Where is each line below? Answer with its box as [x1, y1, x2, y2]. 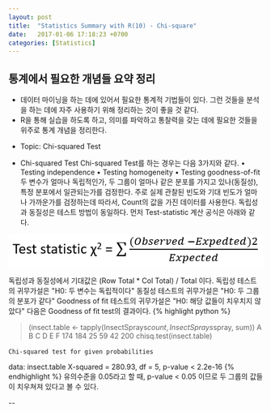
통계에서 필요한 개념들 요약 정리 [8, 71, 156, 85]
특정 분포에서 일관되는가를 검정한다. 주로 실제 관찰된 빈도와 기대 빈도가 [19, 187, 243, 197]
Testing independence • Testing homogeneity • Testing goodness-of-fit [19, 167, 260, 178]
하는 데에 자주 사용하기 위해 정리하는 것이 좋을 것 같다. [28, 105, 200, 115]
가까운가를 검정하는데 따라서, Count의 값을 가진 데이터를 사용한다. [28, 197, 237, 207]
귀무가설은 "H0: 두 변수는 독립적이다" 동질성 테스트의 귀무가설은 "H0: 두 [16, 286, 245, 296]
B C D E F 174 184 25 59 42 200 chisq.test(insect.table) [28, 331, 213, 341]
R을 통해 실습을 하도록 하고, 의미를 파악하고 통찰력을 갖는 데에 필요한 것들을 [19, 115, 258, 125]
